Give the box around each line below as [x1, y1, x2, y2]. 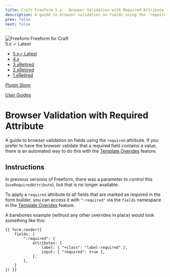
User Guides [5, 92, 31, 98]
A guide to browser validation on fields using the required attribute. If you [5, 137, 158, 144]
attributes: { [32, 240, 62, 246]
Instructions [5, 163, 45, 171]
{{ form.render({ [5, 227, 42, 232]
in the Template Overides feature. [5, 202, 75, 208]
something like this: [5, 218, 46, 223]
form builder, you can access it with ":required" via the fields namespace [5, 197, 161, 203]
